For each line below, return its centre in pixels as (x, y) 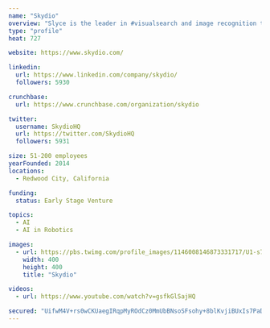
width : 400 (41, 259)
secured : (23, 311)
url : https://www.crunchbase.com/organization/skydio (107, 104)
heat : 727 (25, 38)
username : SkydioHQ (48, 127)
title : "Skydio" (50, 275)
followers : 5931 (43, 142)
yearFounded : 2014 (39, 164)
